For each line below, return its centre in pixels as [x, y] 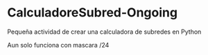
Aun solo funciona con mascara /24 [58, 45]
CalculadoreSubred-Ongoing [93, 13]
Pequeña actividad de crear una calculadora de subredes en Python [104, 32]
